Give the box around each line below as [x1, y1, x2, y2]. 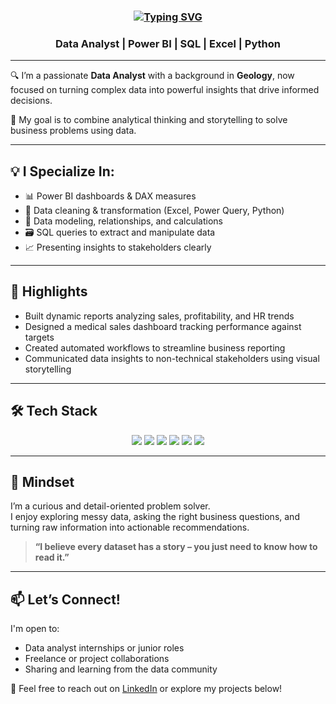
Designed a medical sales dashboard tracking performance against [24, 320, 302, 332]
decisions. [10, 95, 53, 107]
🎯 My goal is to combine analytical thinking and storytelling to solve [10, 114, 288, 126]
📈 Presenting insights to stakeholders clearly [24, 241, 212, 254]
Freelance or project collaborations [24, 653, 170, 665]
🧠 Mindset [10, 474, 75, 491]
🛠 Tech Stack [10, 403, 98, 420]
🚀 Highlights [10, 283, 88, 300]
